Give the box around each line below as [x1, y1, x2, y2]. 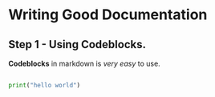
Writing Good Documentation [8, 6, 208, 24]
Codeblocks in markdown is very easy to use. [8, 59, 160, 68]
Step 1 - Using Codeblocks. [8, 38, 147, 51]
